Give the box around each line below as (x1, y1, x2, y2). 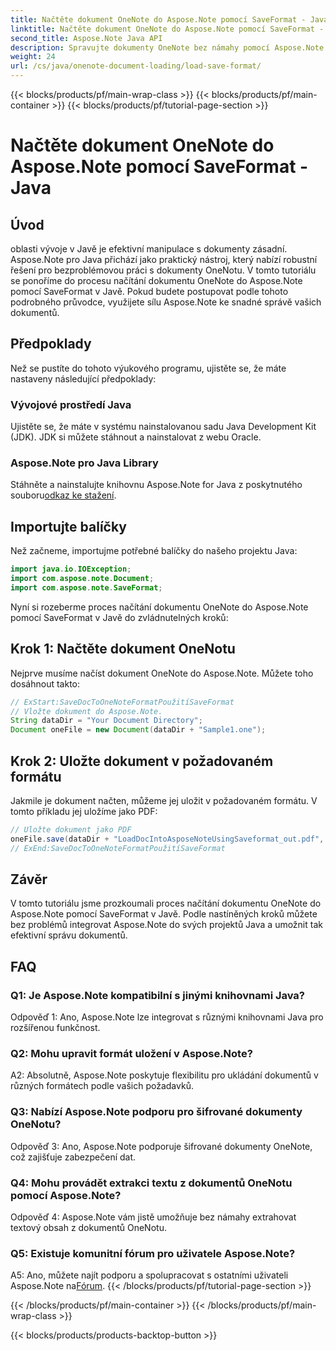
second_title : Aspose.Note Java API (10, 33, 163, 43)
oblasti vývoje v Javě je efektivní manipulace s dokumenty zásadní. (10, 243, 288, 255)
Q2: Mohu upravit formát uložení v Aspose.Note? (10, 1047, 253, 1061)
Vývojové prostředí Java (10, 397, 132, 411)
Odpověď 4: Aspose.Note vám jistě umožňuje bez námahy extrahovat (10, 1211, 297, 1223)
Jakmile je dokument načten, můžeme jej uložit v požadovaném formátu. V (10, 794, 318, 806)
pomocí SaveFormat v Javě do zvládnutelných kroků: (10, 611, 229, 623)
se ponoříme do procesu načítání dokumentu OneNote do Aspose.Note (10, 275, 303, 286)
